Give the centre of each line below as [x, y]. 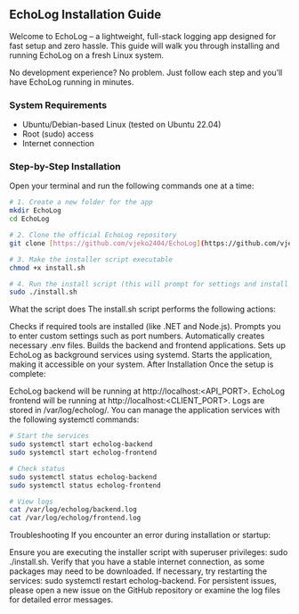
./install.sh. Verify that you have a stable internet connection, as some [137, 562]
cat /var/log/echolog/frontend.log [75, 518]
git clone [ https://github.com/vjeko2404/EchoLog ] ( [107, 243]
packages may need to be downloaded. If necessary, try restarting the [138, 571]
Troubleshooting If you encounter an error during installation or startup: [140, 535]
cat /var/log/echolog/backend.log [73, 510]
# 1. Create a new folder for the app [81, 203]
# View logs [31, 502]
